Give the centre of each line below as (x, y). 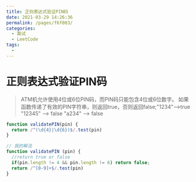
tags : (13, 45)
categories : (21, 28)
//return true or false (41, 157)
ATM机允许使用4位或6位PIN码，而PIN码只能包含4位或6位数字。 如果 (105, 99)
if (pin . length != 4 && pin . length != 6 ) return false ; (81, 162)
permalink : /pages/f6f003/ (39, 23)
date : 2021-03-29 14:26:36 (39, 17)
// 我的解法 (19, 146)
